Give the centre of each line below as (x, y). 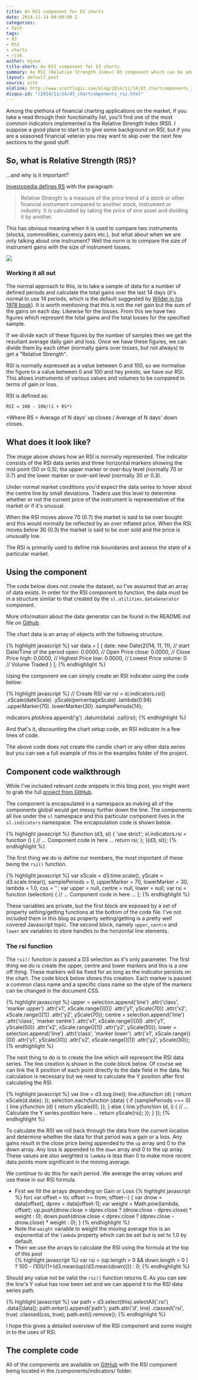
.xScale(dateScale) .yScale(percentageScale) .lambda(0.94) (79, 700)
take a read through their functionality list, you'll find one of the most (89, 117)
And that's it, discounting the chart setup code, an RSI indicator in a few (93, 729)
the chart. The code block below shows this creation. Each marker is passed (99, 978)
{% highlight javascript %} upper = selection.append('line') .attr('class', (92, 1002)
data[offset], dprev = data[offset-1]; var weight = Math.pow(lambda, (97, 1203)
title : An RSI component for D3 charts (55, 12)
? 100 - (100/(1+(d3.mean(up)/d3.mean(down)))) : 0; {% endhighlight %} (102, 1266)
